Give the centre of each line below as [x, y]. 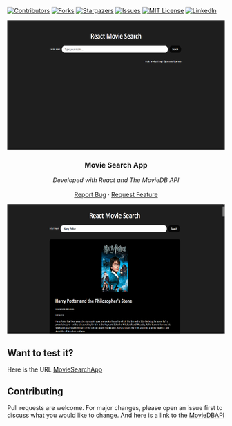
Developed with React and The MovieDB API [116, 180]
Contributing [35, 391]
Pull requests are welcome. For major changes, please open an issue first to [115, 407]
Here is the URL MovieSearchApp [55, 369]
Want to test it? [40, 353]
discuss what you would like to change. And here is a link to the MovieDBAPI [116, 415]
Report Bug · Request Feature [116, 195]
